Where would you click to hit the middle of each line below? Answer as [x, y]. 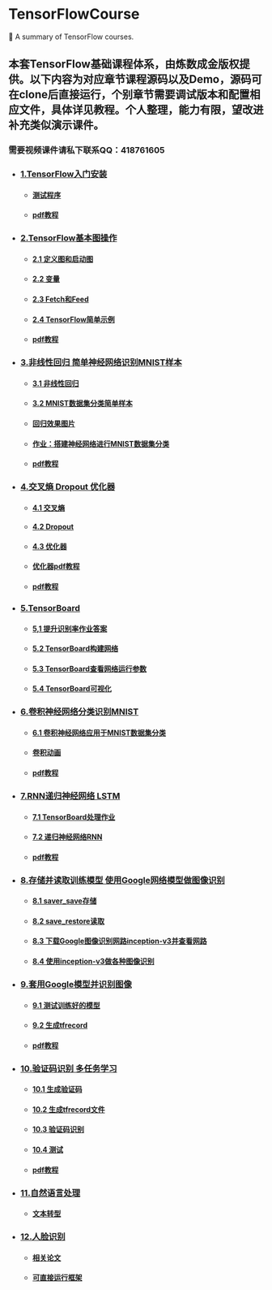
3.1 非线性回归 [55, 383]
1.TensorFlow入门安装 [64, 174]
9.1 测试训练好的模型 [66, 1005]
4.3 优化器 [49, 546]
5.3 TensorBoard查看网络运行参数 [89, 669]
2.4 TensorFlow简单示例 [73, 319]
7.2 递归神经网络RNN [67, 837]
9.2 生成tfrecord [60, 1025]
